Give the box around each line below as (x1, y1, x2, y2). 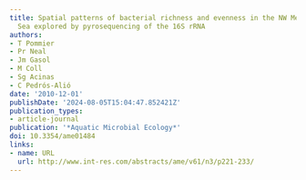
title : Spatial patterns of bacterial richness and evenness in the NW (9, 13, 287, 23)
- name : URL (9, 148, 55, 157)
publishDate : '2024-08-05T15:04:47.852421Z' (9, 97, 181, 107)
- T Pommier (9, 38, 55, 48)
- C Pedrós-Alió (9, 81, 71, 90)
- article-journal (9, 115, 79, 124)
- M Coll (9, 65, 43, 74)
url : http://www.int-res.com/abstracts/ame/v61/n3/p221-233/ (17, 156, 255, 166)
